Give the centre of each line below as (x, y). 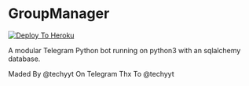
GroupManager (59, 14)
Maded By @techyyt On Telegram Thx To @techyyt (91, 73)
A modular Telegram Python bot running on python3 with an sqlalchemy (124, 50)
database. (24, 59)
